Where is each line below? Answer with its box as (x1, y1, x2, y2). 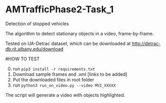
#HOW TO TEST (5, 55, 40, 62)
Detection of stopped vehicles (5, 20, 69, 27)
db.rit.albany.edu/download (5, 46, 64, 52)
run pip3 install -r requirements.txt (12, 66, 95, 72)
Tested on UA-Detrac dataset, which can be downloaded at (5, 40, 131, 47)
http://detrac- (132, 40, 161, 47)
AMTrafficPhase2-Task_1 (5, 4, 114, 15)
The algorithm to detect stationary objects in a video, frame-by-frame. (5, 30, 154, 36)
